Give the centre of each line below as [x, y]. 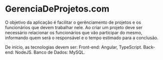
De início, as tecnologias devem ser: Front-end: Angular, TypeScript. [74, 47]
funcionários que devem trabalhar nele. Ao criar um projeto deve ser [74, 27]
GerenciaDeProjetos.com [57, 9]
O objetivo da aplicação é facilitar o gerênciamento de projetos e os [73, 22]
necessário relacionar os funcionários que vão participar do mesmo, [74, 32]
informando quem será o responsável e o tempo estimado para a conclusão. [82, 38]
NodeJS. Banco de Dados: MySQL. [50, 52]
